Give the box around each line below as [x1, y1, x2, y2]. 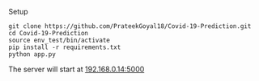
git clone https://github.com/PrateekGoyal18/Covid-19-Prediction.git [8, 22, 252, 30]
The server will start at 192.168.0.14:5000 [8, 64, 145, 74]
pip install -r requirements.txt [8, 43, 121, 51]
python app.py [8, 51, 57, 59]
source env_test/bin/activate [8, 36, 111, 44]
